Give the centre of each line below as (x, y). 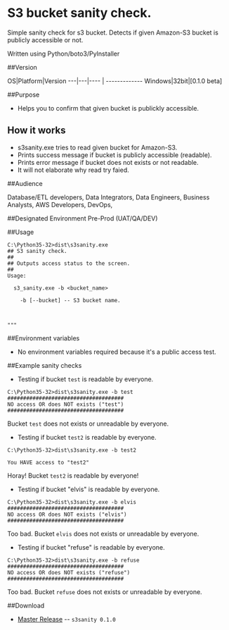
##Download (26, 605)
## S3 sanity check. (38, 251)
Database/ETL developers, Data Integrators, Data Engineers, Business (109, 197)
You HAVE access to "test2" (48, 462)
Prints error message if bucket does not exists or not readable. (108, 162)
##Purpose (24, 94)
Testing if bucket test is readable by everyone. (85, 379)
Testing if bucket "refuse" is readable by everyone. (91, 547)
